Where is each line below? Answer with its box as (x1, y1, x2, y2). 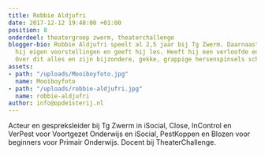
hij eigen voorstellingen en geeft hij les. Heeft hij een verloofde (15, 48, 248, 56)
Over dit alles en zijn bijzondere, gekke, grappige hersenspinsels (15, 56, 245, 64)
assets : (8, 63, 34, 71)
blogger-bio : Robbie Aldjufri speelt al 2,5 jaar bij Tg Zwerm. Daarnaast (8, 41, 259, 49)
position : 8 (8, 26, 47, 34)
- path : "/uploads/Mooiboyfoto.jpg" (8, 70, 129, 78)
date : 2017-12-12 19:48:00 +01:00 (8, 19, 122, 27)
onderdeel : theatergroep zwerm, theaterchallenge (8, 33, 175, 42)
